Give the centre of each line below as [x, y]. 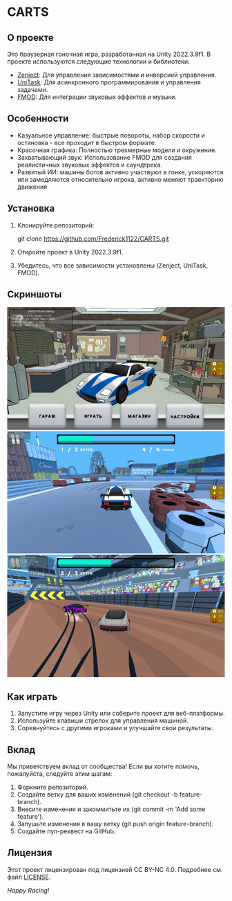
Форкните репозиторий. [52, 787]
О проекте [30, 38]
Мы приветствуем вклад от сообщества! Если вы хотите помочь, [104, 767]
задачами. [32, 90]
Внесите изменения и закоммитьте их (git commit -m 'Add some [111, 809]
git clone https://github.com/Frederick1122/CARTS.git [93, 239]
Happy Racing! [28, 890]
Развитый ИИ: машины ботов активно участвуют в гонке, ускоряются [120, 172]
